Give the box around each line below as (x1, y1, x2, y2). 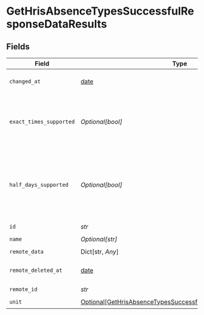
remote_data (9, 248, 44, 255)
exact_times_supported (9, 119, 75, 125)
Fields (6, 41, 30, 52)
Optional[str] (80, 235, 118, 243)
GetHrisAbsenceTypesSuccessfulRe (6, 4, 194, 18)
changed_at (9, 78, 41, 85)
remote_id (9, 286, 38, 292)
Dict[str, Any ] (80, 247, 119, 256)
